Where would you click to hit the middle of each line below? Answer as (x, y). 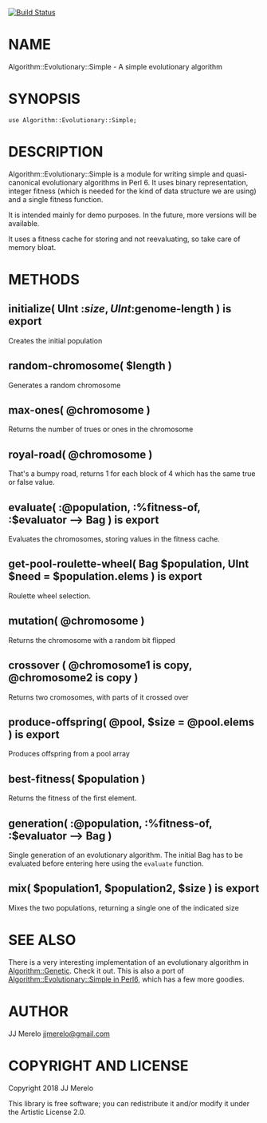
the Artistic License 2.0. (47, 1112)
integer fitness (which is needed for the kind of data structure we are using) (132, 191)
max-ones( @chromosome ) (79, 410)
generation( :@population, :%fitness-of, (110, 823)
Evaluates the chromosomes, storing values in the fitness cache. (114, 539)
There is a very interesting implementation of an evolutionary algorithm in (129, 962)
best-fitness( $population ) (77, 779)
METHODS (44, 280)
